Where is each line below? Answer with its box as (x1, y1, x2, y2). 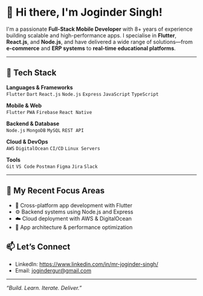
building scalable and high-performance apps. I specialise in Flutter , (6, 31, 177, 39)
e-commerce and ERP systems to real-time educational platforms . (6, 45, 176, 52)
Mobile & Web (6, 102, 42, 109)
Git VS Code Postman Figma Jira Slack (6, 163, 98, 169)
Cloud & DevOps (6, 138, 48, 145)
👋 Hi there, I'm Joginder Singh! (6, 5, 163, 19)
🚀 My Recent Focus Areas (6, 186, 105, 196)
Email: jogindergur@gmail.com (14, 267, 92, 274)
